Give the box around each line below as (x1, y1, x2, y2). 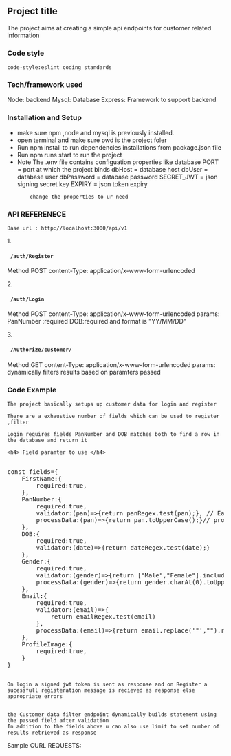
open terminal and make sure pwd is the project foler (16, 136, 167, 144)
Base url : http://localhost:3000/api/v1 (7, 225, 128, 232)
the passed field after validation (7, 717, 109, 724)
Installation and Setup (7, 113, 82, 123)
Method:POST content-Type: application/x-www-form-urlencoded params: (7, 310, 220, 318)
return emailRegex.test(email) (50, 613, 156, 620)
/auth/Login (10, 296, 45, 303)
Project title (7, 6, 58, 17)
